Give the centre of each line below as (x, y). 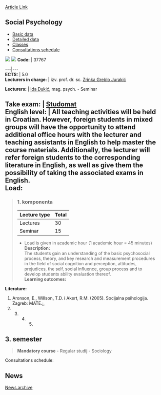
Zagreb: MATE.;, (28, 303)
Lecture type (35, 215)
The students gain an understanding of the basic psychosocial (87, 253)
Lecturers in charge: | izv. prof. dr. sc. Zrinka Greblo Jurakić (66, 79)
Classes (20, 44)
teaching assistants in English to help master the (80, 143)
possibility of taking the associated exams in (74, 173)
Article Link (16, 7)
